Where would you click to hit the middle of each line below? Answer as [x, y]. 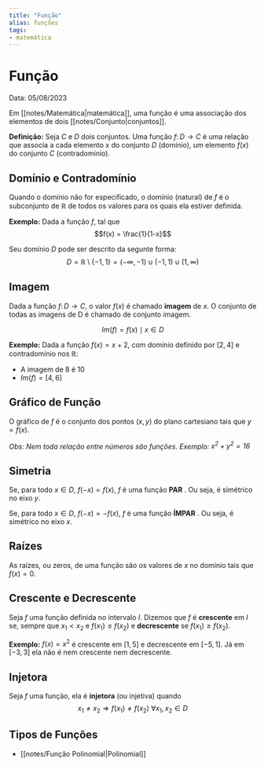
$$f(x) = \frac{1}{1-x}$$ [133, 234]
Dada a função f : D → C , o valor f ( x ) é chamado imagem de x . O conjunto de [133, 306]
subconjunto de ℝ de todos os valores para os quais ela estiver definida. [126, 206]
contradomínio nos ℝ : [44, 354]
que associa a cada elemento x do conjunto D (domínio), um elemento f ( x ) [129, 145]
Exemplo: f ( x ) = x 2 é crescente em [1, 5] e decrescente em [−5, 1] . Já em [126, 643]
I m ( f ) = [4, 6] [41, 377]
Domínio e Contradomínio [73, 178]
